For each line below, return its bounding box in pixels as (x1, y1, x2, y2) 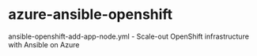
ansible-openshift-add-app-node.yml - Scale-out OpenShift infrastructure (8, 32, 249, 41)
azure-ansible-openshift (8, 6, 173, 24)
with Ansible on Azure (8, 39, 80, 49)
